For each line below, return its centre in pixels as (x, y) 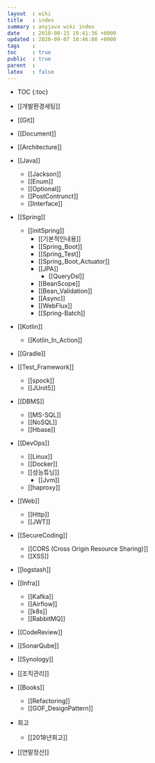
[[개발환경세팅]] (39, 106)
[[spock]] (41, 380)
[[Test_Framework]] (46, 367)
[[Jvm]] (49, 480)
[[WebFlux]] (55, 305)
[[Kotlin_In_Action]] (55, 340)
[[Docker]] (42, 464)
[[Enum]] (40, 181)
